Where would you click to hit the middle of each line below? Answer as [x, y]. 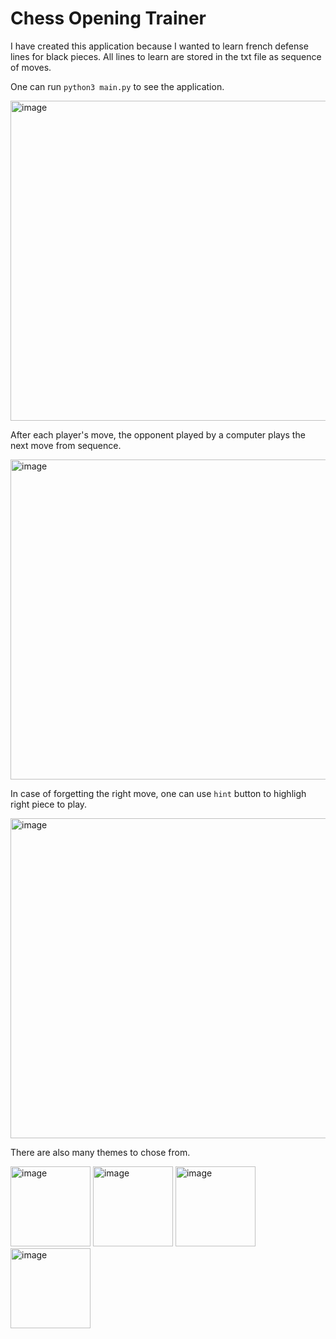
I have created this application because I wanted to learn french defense [159, 46]
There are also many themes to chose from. [100, 1152]
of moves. [31, 67]
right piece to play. [49, 804]
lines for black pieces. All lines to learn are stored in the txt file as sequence [166, 56]
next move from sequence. [66, 445]
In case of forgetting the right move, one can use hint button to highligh [158, 793]
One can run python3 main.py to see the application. [117, 86]
